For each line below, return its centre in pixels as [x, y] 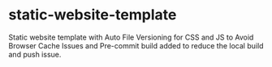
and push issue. [35, 54]
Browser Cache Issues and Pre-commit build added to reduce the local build [136, 45]
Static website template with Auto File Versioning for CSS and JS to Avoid [131, 37]
